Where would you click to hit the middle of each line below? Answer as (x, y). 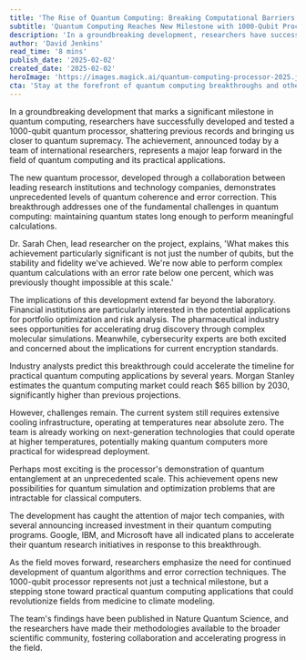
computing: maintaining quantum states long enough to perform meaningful (152, 216)
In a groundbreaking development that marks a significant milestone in (142, 111)
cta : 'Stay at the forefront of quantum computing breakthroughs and (144, 86)
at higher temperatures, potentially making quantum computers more (139, 442)
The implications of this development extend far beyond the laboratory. (143, 300)
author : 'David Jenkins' (56, 43)
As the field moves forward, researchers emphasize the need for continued (150, 562)
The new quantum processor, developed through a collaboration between (148, 178)
